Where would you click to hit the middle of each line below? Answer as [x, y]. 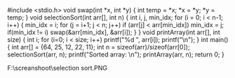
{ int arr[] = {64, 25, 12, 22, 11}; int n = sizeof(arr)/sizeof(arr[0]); [99, 47]
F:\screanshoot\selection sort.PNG [57, 68]
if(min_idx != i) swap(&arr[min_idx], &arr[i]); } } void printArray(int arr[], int [114, 32]
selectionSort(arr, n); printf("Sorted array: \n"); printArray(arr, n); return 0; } [116, 54]
